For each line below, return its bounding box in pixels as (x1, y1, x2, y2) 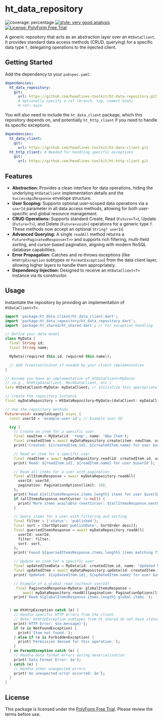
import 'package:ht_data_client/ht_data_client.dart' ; (5, 314, 118, 319)
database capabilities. (12, 246, 56, 253)
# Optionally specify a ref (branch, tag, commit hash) (17, 98, 133, 104)
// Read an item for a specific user (14, 451, 90, 456)
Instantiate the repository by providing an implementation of (5, 299, 125, 305)
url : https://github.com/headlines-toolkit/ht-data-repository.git (17, 94, 158, 99)
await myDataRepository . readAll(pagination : (22, 590, 114, 595)
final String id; (9, 341, 45, 346)
